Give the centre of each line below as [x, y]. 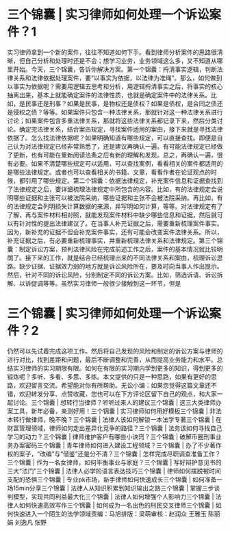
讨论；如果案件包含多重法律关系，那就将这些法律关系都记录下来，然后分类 [112, 121]
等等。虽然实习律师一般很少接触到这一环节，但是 [112, 283]
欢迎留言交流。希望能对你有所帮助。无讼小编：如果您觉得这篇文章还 [115, 385]
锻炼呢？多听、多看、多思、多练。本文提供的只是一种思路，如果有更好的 [109, 376]
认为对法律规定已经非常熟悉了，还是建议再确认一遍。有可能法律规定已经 [115, 146]
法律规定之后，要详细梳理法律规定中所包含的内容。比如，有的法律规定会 [115, 189]
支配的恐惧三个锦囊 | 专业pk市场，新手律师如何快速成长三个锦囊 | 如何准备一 [115, 479]
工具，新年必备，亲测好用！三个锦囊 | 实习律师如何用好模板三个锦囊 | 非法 [117, 411]
